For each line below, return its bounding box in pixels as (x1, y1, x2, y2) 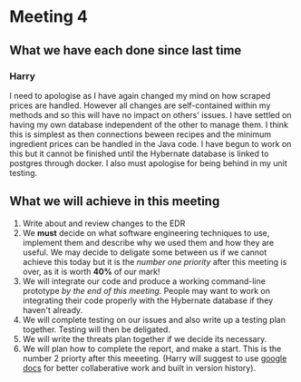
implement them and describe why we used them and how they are (22, 237, 275, 248)
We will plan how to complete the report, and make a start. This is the (22, 343, 282, 354)
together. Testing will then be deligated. (22, 324, 170, 335)
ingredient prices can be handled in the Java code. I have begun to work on (9, 138, 292, 149)
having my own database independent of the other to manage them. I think (9, 119, 288, 130)
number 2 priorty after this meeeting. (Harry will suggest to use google (22, 352, 287, 364)
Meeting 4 (9, 6, 88, 27)
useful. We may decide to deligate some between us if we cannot (22, 247, 267, 258)
